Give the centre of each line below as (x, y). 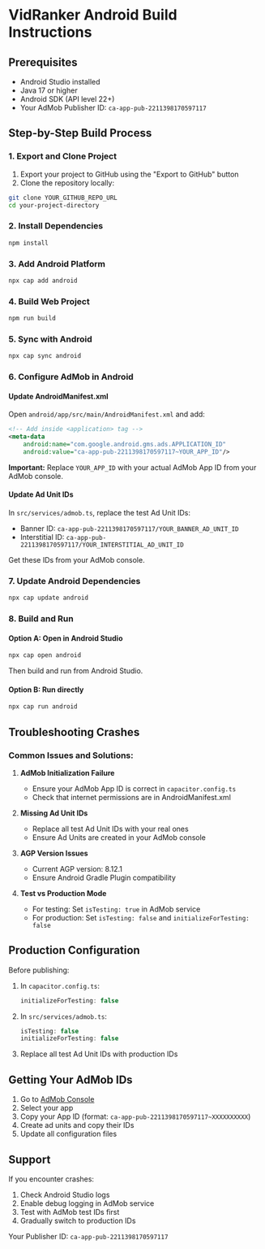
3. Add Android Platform (57, 263)
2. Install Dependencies (56, 226)
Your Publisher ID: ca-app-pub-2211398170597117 (88, 1236)
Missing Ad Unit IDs (54, 813)
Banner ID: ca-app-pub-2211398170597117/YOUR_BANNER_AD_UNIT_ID (129, 528)
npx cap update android (49, 598)
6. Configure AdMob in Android (71, 377)
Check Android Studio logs (65, 1195)
